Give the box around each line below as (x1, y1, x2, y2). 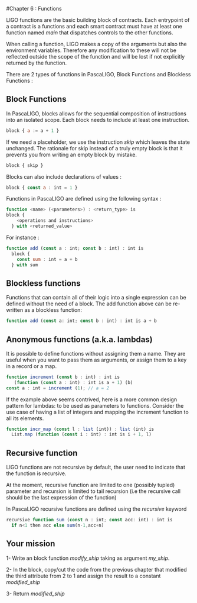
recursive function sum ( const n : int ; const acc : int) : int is (6, 517, 173, 523)
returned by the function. (6, 59, 67, 66)
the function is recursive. (6, 470, 67, 477)
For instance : (6, 234, 40, 241)
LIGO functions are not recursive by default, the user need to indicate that (6, 464, 186, 471)
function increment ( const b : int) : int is (6, 374, 120, 380)
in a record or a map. (6, 362, 57, 369)
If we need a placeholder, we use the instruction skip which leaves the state (6, 138, 191, 146)
